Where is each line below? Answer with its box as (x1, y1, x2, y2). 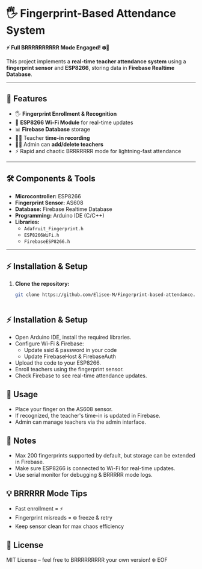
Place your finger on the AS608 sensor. (14, 405, 113, 412)
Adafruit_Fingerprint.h (23, 225, 84, 231)
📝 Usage (6, 389, 38, 400)
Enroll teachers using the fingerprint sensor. (14, 366, 124, 373)
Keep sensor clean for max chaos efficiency (14, 523, 124, 530)
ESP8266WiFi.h (23, 232, 60, 238)
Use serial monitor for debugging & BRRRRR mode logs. (14, 471, 153, 478)
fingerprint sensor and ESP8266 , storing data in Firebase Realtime (6, 64, 175, 71)
